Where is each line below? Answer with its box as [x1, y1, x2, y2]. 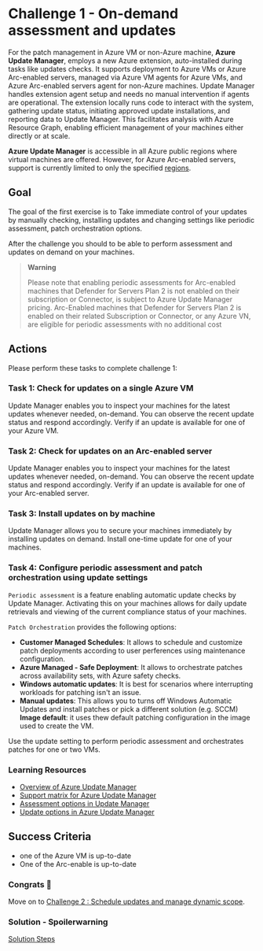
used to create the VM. [19, 721, 94, 731]
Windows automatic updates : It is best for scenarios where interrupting [19, 679, 254, 689]
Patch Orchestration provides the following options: [8, 622, 177, 631]
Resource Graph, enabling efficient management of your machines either [8, 123, 244, 132]
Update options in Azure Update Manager [19, 808, 155, 817]
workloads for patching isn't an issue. [19, 687, 141, 697]
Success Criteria [8, 830, 92, 843]
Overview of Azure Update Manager [19, 783, 137, 792]
